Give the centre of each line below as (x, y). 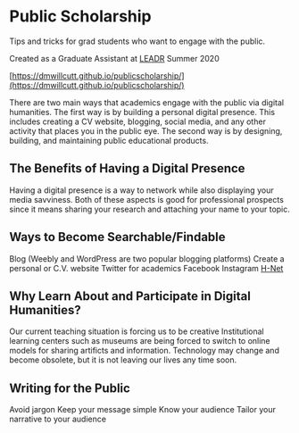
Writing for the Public (70, 388)
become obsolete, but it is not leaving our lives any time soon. (123, 360)
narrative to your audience (58, 419)
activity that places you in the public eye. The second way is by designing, (146, 130)
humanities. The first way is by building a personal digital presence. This (142, 112)
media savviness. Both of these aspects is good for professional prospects (146, 199)
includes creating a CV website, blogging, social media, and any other (137, 121)
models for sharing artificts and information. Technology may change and (144, 351)
